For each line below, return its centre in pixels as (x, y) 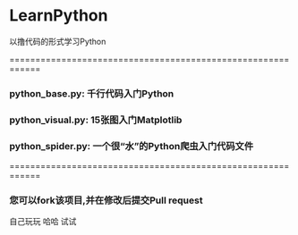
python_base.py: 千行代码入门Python (92, 93)
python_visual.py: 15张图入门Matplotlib (96, 120)
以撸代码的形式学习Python (58, 41)
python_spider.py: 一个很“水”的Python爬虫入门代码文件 (132, 146)
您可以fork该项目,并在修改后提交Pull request (106, 200)
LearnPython (59, 16)
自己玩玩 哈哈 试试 (43, 222)
